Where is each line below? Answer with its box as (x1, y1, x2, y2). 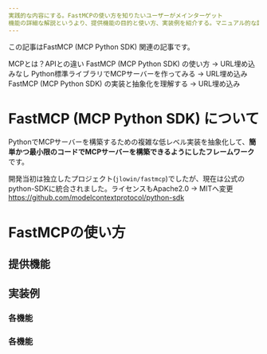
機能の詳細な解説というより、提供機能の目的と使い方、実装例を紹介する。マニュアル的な (8, 19, 257, 27)
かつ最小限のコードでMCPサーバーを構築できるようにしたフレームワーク (14, 147, 255, 157)
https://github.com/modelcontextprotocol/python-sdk (8, 193, 185, 203)
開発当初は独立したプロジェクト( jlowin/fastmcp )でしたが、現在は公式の (8, 174, 245, 184)
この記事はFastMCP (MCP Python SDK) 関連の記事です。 (8, 41, 194, 52)
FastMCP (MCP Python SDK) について (8, 109, 260, 127)
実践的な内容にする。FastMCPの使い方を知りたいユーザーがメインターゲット (8, 11, 223, 20)
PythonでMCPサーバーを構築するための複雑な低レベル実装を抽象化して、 (8, 137, 249, 147)
